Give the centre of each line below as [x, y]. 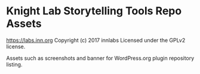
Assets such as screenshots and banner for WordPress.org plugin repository [100, 58]
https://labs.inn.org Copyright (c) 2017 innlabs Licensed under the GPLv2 [96, 40]
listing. [14, 64]
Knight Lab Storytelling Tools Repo [94, 11]
